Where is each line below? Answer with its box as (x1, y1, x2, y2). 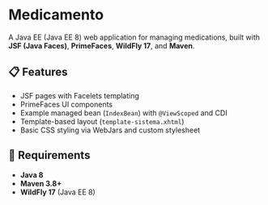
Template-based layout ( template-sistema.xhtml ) (19, 116, 185, 126)
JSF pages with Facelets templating (19, 90, 140, 100)
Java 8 (19, 169, 44, 179)
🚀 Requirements (8, 149, 91, 162)
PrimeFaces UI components (19, 99, 113, 109)
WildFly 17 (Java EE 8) (19, 187, 96, 197)
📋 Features (8, 65, 68, 79)
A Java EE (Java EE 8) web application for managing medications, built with (8, 32, 261, 42)
